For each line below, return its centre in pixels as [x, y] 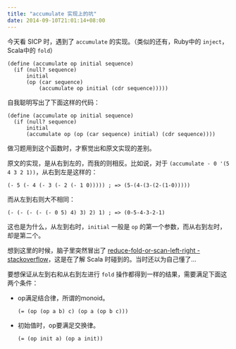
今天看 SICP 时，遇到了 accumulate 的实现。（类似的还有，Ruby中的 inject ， [118, 41]
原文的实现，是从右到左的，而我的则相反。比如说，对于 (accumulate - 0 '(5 [118, 163]
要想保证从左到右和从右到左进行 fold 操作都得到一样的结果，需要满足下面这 [117, 274]
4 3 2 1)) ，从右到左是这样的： [52, 172]
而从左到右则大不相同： [41, 199]
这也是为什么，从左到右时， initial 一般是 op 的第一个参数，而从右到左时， [117, 226]
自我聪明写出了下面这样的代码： [54, 102]
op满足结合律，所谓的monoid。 [63, 298]
